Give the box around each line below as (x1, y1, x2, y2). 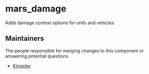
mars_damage (5, 3, 67, 15)
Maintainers (5, 34, 45, 43)
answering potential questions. (5, 53, 69, 59)
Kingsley (12, 62, 31, 68)
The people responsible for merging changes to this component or (5, 47, 144, 53)
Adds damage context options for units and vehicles (5, 20, 114, 26)
